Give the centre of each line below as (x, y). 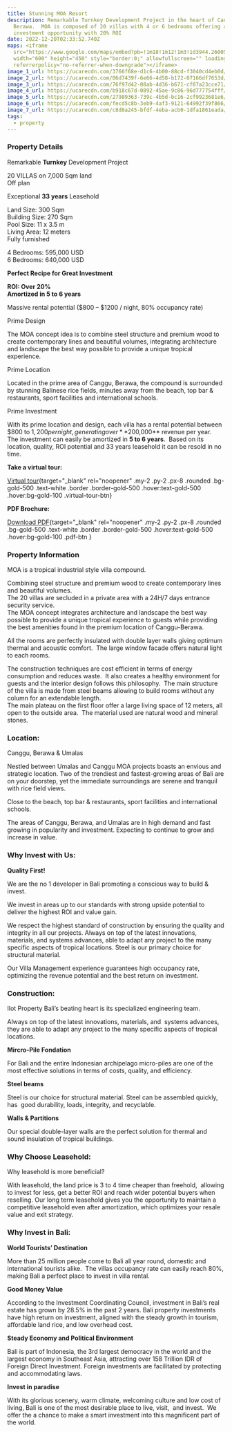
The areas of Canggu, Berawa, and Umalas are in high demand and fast (109, 823)
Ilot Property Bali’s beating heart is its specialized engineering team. (104, 1008)
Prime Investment (32, 411)
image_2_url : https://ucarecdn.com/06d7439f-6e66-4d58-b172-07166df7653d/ (117, 78)
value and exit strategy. (40, 1215)
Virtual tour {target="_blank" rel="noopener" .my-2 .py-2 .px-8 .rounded (109, 481)
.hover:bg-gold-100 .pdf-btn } (49, 537)
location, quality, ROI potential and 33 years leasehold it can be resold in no (115, 446)
